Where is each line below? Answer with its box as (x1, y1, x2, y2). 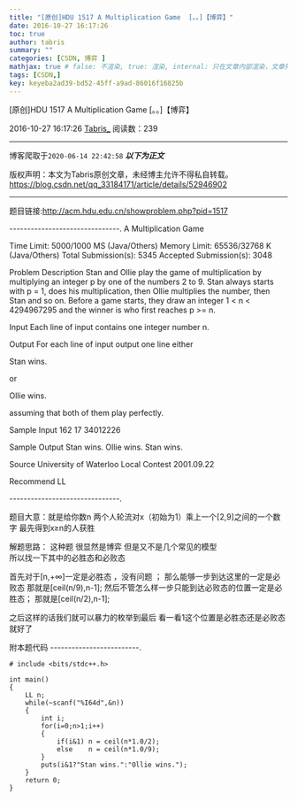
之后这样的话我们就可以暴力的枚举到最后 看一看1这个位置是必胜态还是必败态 (9, 612, 286, 622)
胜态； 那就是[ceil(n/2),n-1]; (9, 593, 110, 604)
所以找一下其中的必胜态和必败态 (9, 552, 126, 563)
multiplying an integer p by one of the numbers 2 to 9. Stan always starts (9, 276, 274, 287)
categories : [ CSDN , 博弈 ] (9, 54, 106, 63)
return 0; (25, 775, 62, 784)
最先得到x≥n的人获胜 (19, 522, 95, 533)
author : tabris (9, 37, 65, 47)
